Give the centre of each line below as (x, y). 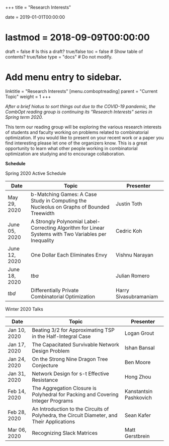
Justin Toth (129, 204)
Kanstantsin (139, 391)
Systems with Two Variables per (69, 234)
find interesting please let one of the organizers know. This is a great (76, 143)
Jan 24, (17, 359)
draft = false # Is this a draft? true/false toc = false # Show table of (74, 51)
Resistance (45, 380)
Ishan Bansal (140, 348)
